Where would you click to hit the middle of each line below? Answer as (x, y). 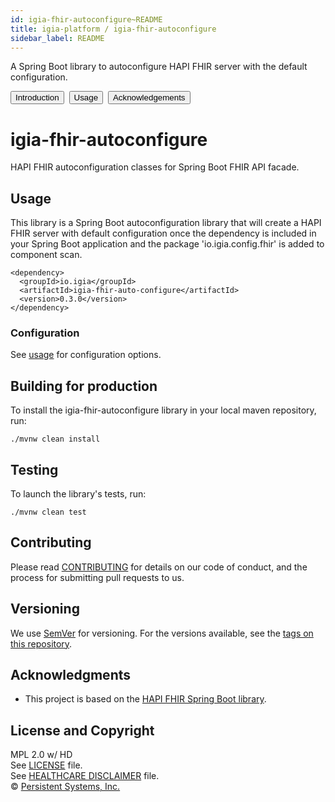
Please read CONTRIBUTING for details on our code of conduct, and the (159, 567)
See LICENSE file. (46, 765)
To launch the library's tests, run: (78, 494)
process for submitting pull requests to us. (97, 577)
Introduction (37, 97)
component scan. (46, 255)
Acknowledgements (149, 97)
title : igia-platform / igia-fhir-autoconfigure (113, 29)
